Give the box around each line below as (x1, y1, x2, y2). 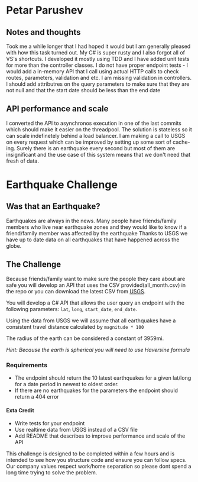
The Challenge (6, 260, 61, 270)
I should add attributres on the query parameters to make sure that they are (6, 80, 190, 88)
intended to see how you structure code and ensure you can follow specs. (6, 457, 187, 464)
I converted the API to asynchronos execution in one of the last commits (6, 119, 181, 127)
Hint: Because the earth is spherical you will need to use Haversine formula (6, 346, 190, 353)
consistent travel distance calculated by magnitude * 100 (6, 323, 144, 330)
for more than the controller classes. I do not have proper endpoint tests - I (6, 62, 188, 69)
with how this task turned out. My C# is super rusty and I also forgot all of (6, 49, 185, 56)
